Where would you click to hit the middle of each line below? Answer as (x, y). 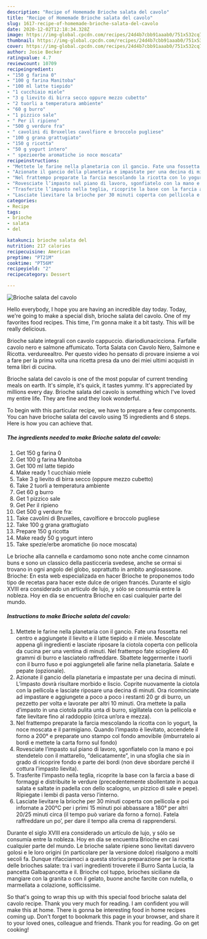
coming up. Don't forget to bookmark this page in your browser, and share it (103, 916)
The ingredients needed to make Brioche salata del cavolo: (84, 438)
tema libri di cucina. (32, 367)
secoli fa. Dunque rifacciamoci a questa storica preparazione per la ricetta (101, 858)
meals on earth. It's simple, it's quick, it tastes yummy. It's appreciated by (100, 385)
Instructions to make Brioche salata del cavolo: (69, 616)
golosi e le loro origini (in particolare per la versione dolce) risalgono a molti (103, 852)
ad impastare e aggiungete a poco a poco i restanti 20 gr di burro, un (103, 697)
